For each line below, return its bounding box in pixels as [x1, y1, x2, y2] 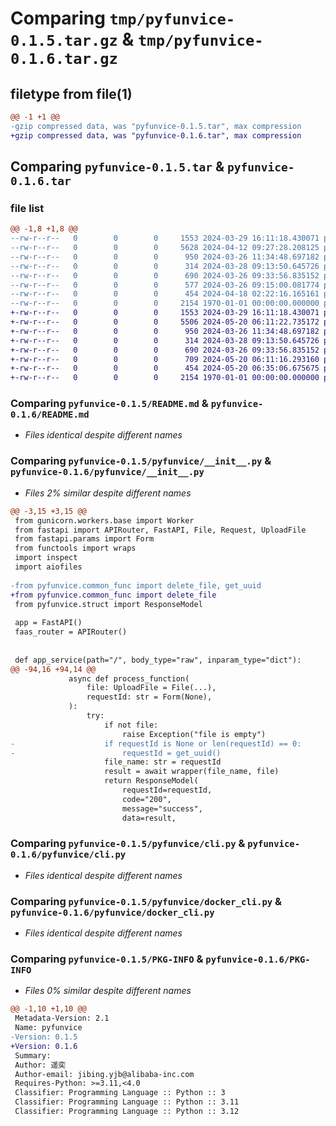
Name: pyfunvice [14, 1023, 83, 1033]
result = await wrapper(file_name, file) [104, 767, 280, 777]
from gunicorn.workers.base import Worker [14, 515, 195, 526]
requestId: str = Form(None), [86, 692, 213, 702]
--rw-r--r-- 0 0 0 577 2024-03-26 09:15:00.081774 [10, 280, 320, 290]
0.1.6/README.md [10, 409, 90, 421]
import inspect [14, 553, 78, 563]
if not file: [104, 720, 159, 730]
